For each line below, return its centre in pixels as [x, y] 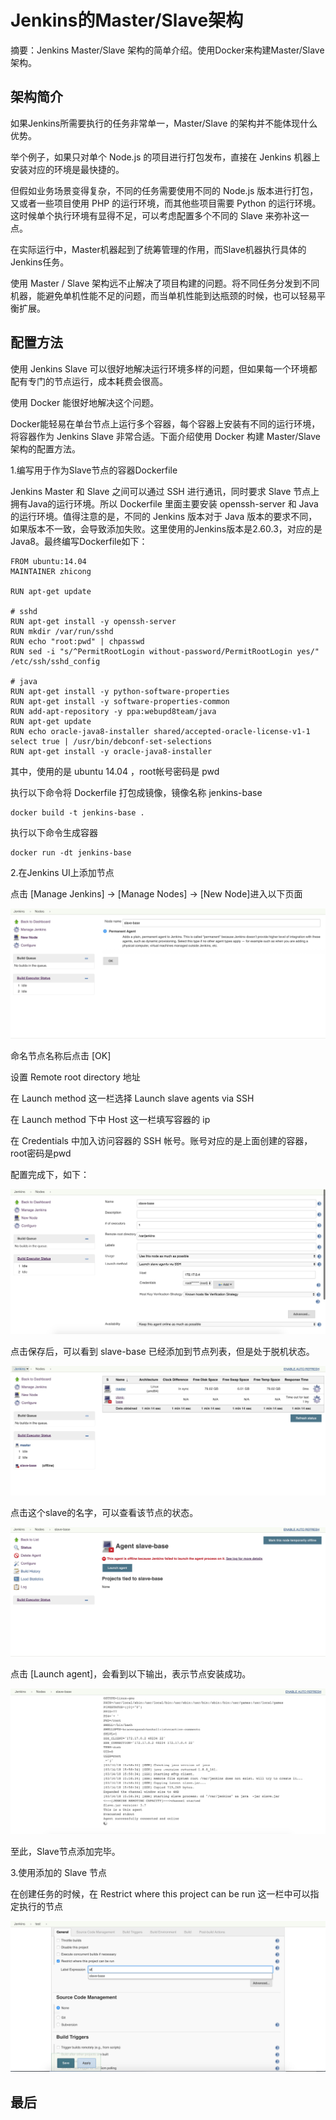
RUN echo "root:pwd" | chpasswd [77, 641]
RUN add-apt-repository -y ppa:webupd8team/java [113, 711]
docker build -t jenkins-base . [77, 812]
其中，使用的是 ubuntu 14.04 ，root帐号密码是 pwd [115, 771]
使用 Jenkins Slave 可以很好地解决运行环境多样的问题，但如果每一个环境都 [164, 368]
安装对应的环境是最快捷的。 [67, 169]
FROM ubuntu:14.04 [48, 561]
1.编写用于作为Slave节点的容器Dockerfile [94, 470]
